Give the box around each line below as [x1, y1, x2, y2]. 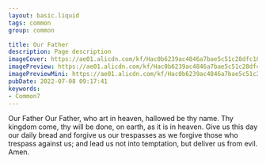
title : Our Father [8, 40, 69, 48]
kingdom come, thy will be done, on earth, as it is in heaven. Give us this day [8, 122, 258, 131]
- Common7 [8, 92, 41, 100]
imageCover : [8, 55, 47, 63]
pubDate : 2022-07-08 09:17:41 [8, 77, 108, 85]
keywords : [8, 85, 41, 93]
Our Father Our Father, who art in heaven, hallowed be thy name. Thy [8, 114, 234, 123]
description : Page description [8, 48, 112, 56]
